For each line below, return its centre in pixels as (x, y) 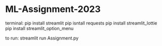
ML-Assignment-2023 (53, 9)
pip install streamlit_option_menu (39, 28)
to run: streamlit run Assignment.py (42, 38)
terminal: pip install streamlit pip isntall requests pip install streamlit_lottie (81, 23)
